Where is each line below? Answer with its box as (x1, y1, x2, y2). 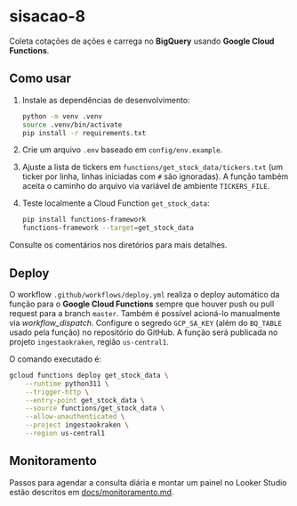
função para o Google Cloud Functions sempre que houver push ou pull (9, 298, 275, 309)
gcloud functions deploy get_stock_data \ (9, 371, 169, 379)
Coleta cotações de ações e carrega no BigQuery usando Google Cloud (9, 36, 275, 46)
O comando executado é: (9, 354, 102, 364)
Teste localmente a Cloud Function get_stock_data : (21, 198, 211, 208)
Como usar (9, 71, 72, 86)
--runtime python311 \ (25, 379, 109, 388)
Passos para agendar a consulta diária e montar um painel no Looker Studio (9, 477, 287, 487)
